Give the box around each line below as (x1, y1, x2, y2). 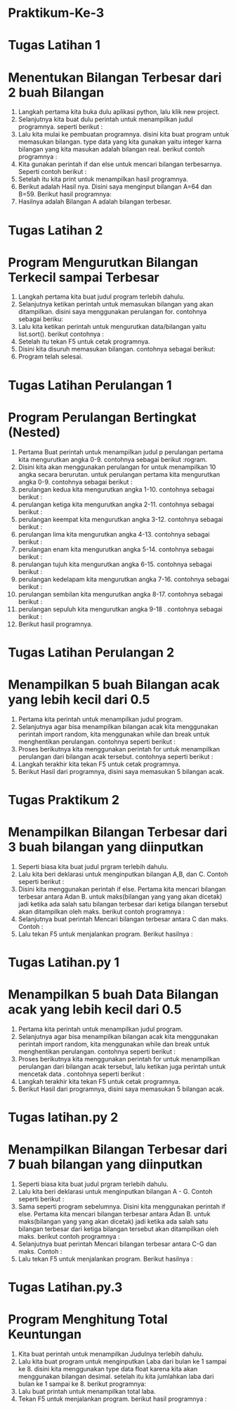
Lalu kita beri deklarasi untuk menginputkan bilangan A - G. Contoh (18, 1187, 213, 1196)
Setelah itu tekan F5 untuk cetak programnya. (18, 337, 150, 346)
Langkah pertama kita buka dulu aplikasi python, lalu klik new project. (18, 108, 220, 116)
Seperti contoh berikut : (18, 168, 87, 176)
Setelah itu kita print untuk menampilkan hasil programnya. (18, 175, 188, 184)
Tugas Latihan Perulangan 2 (8, 644, 175, 660)
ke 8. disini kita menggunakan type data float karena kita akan (18, 1365, 198, 1373)
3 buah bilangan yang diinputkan (8, 840, 204, 855)
